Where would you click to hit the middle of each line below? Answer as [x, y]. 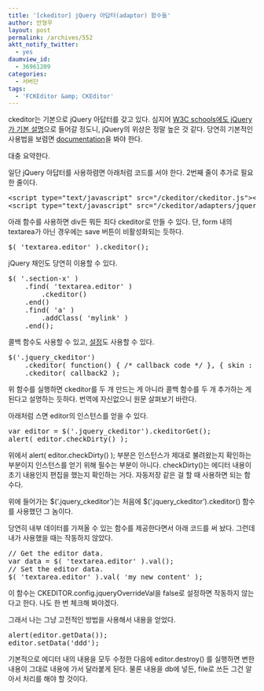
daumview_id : [29, 60]
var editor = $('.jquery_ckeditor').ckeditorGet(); [110, 431]
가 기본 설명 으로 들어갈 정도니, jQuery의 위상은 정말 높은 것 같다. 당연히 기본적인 [131, 129]
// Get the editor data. [56, 554]
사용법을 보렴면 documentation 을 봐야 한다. [75, 139]
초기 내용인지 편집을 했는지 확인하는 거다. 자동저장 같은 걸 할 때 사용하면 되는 [125, 475]
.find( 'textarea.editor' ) [79, 287]
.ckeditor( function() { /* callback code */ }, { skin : [139, 366]
